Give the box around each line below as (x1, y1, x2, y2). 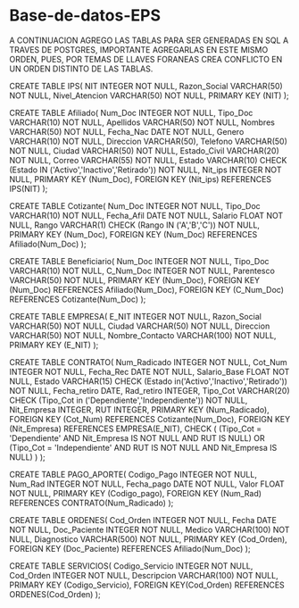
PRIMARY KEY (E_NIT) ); (9, 339, 99, 350)
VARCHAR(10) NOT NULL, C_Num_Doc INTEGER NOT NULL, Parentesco (9, 265, 275, 276)
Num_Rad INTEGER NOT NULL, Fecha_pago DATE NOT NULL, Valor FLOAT (9, 479, 286, 489)
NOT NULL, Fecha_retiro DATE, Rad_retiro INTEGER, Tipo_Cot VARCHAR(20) (9, 385, 290, 396)
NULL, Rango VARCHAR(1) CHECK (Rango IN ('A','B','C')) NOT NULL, (9, 220, 261, 230)
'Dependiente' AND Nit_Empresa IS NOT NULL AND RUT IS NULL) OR (9, 432, 265, 443)
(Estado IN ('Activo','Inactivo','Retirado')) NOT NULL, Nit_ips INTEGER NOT (9, 164, 282, 175)
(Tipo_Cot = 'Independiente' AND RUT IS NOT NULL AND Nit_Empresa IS (9, 442, 278, 453)
